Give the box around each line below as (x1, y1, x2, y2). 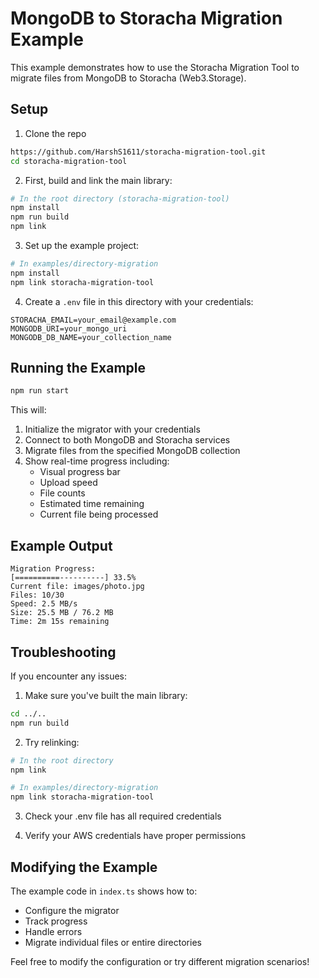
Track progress (24, 915, 88, 927)
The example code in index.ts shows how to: (10, 885, 198, 897)
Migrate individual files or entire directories (24, 937, 202, 948)
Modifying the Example (10, 858, 158, 876)
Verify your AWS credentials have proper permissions (24, 830, 247, 842)
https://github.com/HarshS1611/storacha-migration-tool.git (10, 147, 267, 157)
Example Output (10, 537, 113, 554)
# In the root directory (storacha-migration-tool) (10, 193, 230, 204)
